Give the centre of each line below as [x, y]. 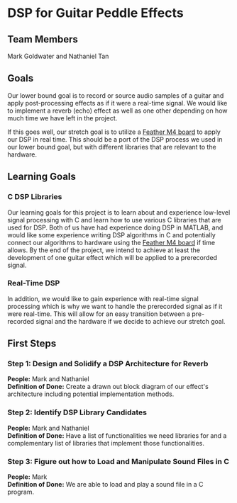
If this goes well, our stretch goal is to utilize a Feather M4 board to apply [114, 132]
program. [21, 492]
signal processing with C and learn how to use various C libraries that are [114, 220]
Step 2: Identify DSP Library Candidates [77, 412]
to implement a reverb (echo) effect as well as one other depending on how [117, 111]
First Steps [32, 344]
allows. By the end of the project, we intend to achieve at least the [104, 250]
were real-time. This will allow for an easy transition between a [99, 314]
